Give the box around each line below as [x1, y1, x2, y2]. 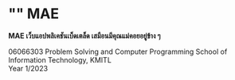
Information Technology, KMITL [8, 55, 112, 64]
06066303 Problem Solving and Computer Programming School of [8, 47, 228, 56]
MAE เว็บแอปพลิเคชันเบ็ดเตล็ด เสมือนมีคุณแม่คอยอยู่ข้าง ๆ [8, 31, 161, 40]
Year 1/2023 [8, 63, 49, 73]
